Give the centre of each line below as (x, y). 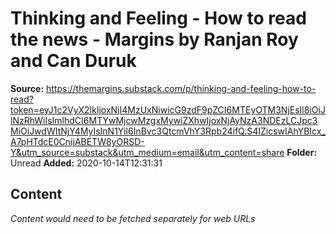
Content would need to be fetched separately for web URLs (133, 218)
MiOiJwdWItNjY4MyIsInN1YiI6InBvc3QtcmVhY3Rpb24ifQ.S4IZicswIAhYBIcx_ (168, 131)
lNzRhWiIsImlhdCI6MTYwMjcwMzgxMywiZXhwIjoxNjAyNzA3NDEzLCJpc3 (164, 120)
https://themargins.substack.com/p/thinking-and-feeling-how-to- (181, 88)
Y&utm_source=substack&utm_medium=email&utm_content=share (147, 152)
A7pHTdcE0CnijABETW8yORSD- (77, 141)
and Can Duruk (73, 61)
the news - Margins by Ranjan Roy (154, 39)
